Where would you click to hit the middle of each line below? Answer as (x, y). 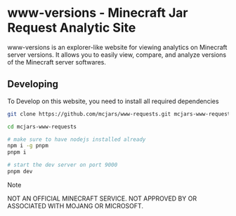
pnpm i (17, 152)
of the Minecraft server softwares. (57, 62)
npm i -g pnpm (28, 146)
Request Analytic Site (72, 28)
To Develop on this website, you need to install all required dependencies (113, 101)
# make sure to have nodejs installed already (77, 139)
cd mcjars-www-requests (42, 127)
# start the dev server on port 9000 (63, 165)
